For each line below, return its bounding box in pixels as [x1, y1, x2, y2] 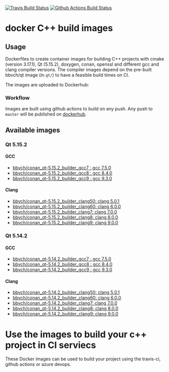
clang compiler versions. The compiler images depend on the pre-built [5, 67, 152, 73]
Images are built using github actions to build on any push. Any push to [5, 106, 153, 112]
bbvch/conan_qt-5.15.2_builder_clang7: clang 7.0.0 [12, 209, 118, 215]
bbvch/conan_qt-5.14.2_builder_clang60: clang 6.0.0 [12, 295, 122, 301]
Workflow [5, 94, 30, 101]
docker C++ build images [5, 23, 113, 34]
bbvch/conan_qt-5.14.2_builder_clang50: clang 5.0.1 [12, 289, 120, 295]
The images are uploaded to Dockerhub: [5, 82, 89, 88]
